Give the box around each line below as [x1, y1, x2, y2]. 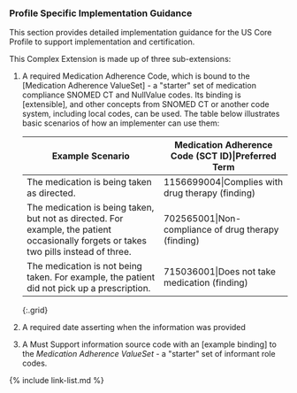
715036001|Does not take [163, 266, 276, 278]
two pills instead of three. [26, 246, 132, 258]
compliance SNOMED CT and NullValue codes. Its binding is [21, 89, 241, 100]
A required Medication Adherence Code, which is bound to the [21, 71, 250, 81]
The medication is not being [26, 260, 143, 273]
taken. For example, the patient [26, 271, 156, 283]
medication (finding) [163, 277, 248, 289]
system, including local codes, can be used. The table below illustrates [21, 109, 280, 119]
